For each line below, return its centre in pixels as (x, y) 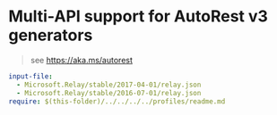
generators (51, 35)
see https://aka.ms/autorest (82, 60)
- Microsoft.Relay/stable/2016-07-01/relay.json (109, 93)
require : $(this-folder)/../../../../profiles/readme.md (117, 101)
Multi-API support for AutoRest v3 (138, 16)
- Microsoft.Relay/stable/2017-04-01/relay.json (109, 85)
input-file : (30, 76)
